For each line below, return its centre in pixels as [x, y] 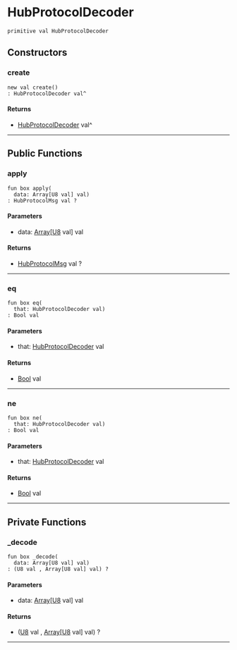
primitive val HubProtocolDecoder [58, 31]
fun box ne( [25, 418]
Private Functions [47, 522]
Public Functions [45, 153]
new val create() [33, 87]
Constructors [37, 53]
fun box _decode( [33, 557]
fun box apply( [30, 188]
